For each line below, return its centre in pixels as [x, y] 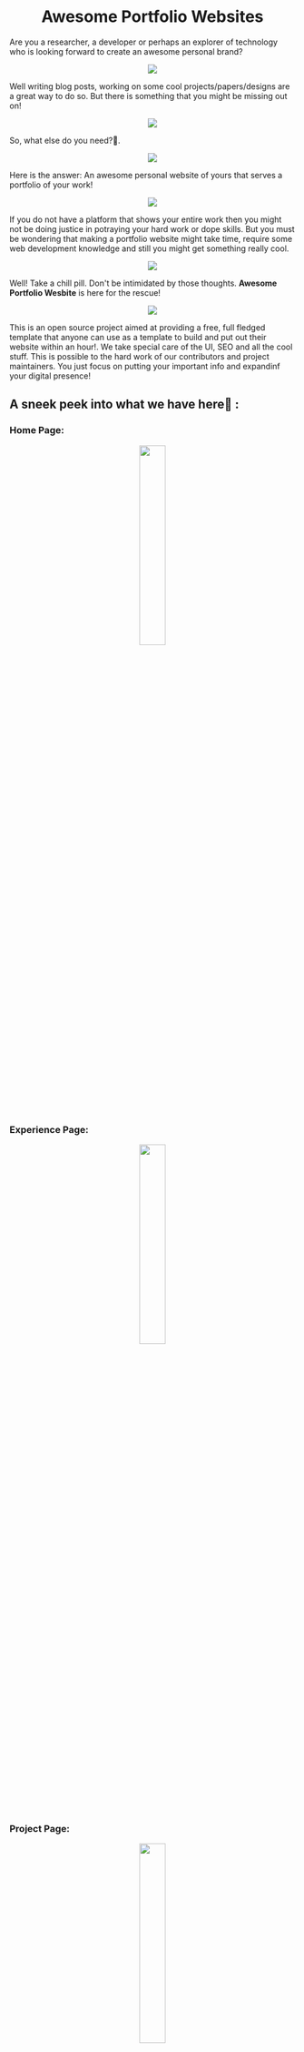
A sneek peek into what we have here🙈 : [124, 404]
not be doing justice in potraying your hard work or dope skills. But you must [152, 228]
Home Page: [37, 430]
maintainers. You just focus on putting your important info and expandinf [145, 366]
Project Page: [40, 1828]
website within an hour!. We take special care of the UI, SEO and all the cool [151, 347]
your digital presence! [50, 376]
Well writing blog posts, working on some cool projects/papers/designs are [150, 86]
